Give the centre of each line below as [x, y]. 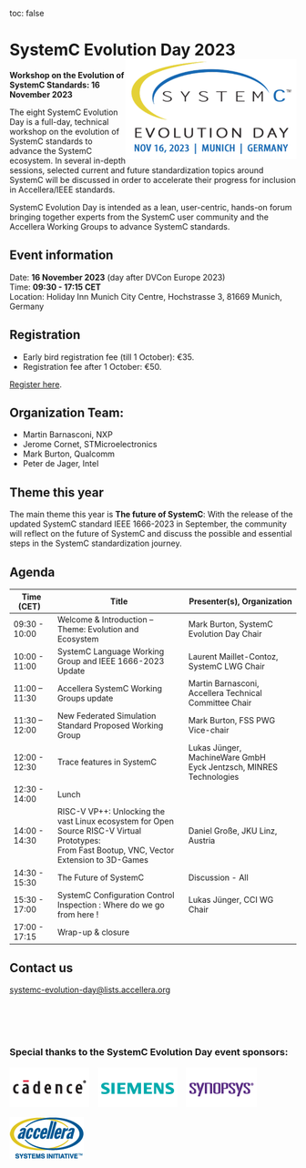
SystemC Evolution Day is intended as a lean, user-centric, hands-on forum [151, 207]
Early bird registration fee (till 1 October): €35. [108, 357]
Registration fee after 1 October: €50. [92, 366]
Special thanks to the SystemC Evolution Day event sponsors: [149, 1052]
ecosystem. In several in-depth [67, 160]
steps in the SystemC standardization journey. [96, 543]
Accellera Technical [225, 693]
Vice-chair [209, 730]
